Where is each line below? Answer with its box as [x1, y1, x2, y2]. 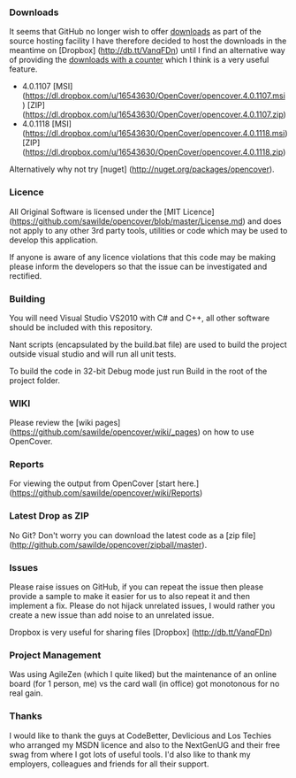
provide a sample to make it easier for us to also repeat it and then [9, 591, 250, 602]
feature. [9, 64, 38, 74]
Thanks [9, 710, 42, 722]
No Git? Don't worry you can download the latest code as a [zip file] [9, 529, 256, 541]
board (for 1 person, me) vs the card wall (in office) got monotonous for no [9, 679, 280, 689]
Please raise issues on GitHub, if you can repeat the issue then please [9, 582, 263, 592]
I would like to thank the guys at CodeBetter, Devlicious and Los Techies [9, 730, 272, 741]
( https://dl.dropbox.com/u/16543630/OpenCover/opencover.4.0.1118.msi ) [21, 128, 288, 139]
